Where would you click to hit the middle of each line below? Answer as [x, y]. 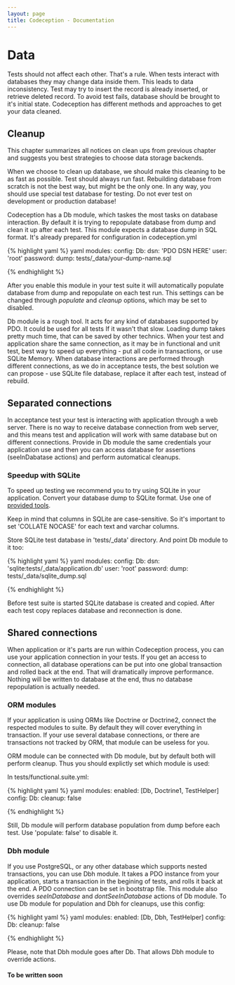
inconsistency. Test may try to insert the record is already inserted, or [108, 89]
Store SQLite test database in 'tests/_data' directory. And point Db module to [117, 540]
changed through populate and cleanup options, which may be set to [107, 300]
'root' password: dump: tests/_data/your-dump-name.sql [89, 258]
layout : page [26, 14]
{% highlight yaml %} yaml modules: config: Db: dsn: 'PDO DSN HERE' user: [117, 251]
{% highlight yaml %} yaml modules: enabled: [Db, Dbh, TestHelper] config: [116, 917]
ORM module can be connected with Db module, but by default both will [112, 756]
